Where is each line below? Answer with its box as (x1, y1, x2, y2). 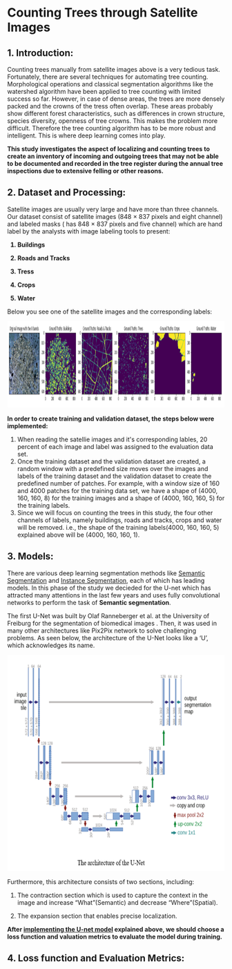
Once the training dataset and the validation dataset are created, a (17, 457, 206, 466)
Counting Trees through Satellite (7, 5, 198, 21)
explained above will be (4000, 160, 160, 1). (17, 530, 140, 539)
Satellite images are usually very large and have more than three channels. (7, 205, 220, 213)
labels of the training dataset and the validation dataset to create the (17, 472, 212, 480)
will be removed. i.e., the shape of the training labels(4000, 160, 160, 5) (17, 523, 220, 531)
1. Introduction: (7, 47, 74, 59)
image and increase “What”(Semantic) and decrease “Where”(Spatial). (17, 898, 218, 906)
